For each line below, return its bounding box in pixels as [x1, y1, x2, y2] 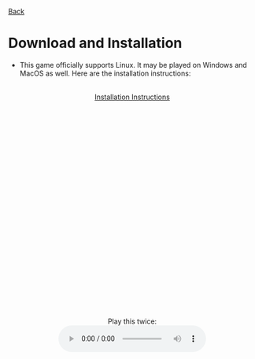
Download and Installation [8, 35, 183, 52]
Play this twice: [107, 316, 157, 326]
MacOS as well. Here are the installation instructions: [19, 68, 191, 78]
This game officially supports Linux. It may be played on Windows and [19, 60, 248, 69]
